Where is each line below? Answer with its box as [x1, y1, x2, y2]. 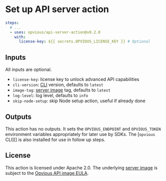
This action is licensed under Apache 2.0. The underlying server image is [5, 164, 158, 170]
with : [14, 34, 26, 39]
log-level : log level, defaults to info [12, 93, 89, 99]
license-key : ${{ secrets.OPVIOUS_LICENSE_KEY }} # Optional [18, 39, 151, 44]
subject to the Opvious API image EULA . [5, 170, 89, 176]
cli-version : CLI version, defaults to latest [12, 82, 104, 88]
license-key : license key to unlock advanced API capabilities [12, 76, 140, 82]
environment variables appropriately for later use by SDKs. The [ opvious [5, 131, 155, 137]
